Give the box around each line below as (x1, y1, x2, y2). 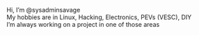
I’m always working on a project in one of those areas (6, 21, 160, 28)
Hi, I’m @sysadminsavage (6, 6, 81, 14)
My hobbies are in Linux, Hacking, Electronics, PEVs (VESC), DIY (6, 13, 192, 21)
